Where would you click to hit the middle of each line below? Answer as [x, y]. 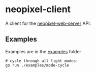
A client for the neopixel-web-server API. [48, 23]
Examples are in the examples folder [43, 51]
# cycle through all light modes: [42, 61]
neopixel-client [38, 9]
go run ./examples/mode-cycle [37, 65]
